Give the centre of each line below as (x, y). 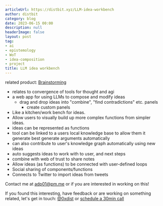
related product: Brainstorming (36, 82)
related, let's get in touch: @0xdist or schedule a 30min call (64, 198)
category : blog (20, 19)
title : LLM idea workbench (32, 69)
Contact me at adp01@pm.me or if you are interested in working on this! (77, 184)
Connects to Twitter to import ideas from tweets (60, 174)
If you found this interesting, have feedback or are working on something (78, 193)
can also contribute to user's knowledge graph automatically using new (84, 143)
